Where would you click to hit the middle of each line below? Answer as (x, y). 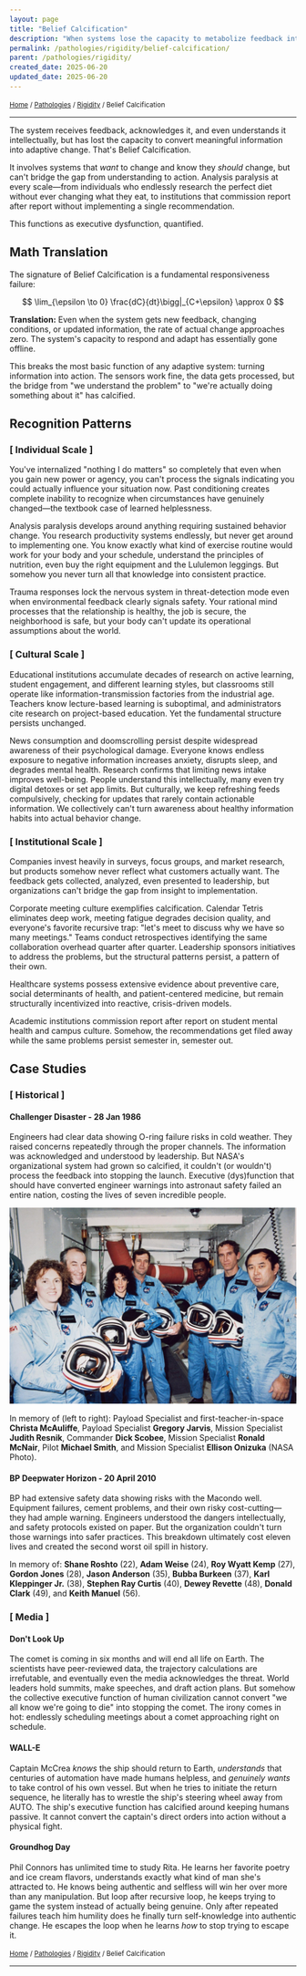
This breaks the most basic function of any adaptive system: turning (138, 366)
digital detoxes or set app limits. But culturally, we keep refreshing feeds (145, 789)
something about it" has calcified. (72, 395)
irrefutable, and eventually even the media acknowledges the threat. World (149, 1679)
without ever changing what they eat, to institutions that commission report (150, 196)
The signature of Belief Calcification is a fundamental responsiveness (140, 274)
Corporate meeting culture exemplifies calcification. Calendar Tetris (137, 908)
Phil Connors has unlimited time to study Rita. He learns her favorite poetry (150, 1867)
